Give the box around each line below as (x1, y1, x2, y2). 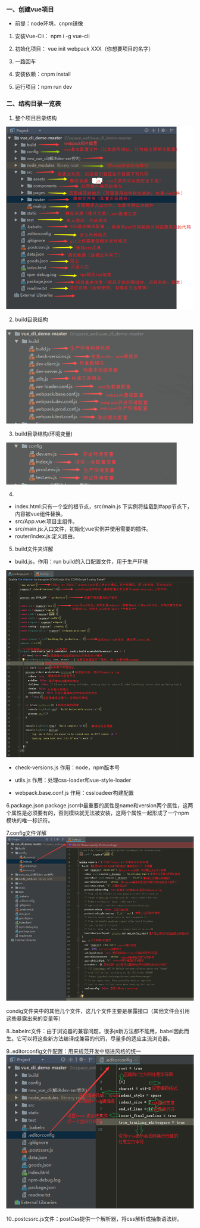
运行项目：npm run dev (14, 83, 73, 91)
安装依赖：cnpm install (14, 70, 71, 78)
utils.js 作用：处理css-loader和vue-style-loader (14, 776, 132, 784)
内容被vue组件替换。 (14, 511, 67, 518)
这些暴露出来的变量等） (6, 1015, 64, 1022)
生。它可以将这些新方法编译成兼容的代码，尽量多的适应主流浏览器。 (6, 1035, 173, 1042)
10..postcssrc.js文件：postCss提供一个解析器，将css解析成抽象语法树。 (6, 1215, 183, 1222)
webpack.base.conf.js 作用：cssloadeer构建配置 (14, 789, 134, 796)
